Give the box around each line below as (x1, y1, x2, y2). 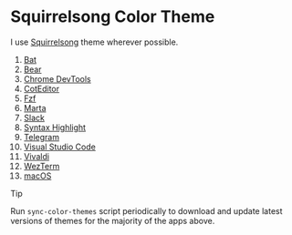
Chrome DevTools (23, 73, 91, 84)
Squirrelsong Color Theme (10, 6, 215, 27)
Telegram (23, 131, 60, 142)
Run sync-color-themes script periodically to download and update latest (10, 205, 283, 216)
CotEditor (23, 83, 60, 94)
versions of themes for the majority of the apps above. (10, 215, 215, 226)
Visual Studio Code (23, 141, 97, 152)
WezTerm (23, 160, 60, 171)
